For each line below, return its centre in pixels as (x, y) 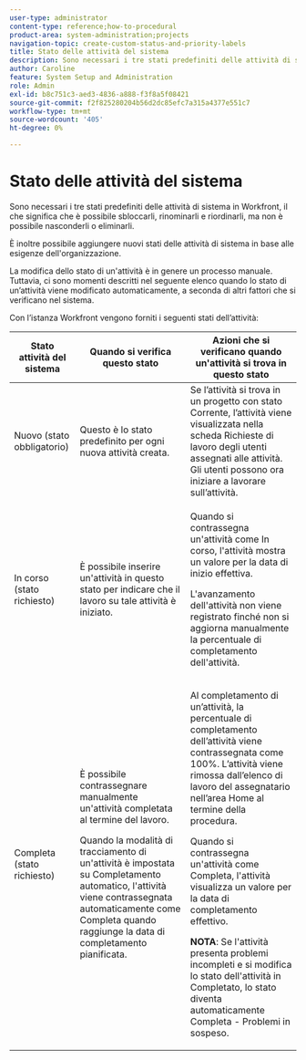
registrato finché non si (240, 617)
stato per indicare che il (130, 589)
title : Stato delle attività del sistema (89, 52)
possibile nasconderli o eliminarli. (72, 225)
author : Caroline (42, 69)
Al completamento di (235, 695)
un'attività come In (230, 539)
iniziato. (97, 612)
